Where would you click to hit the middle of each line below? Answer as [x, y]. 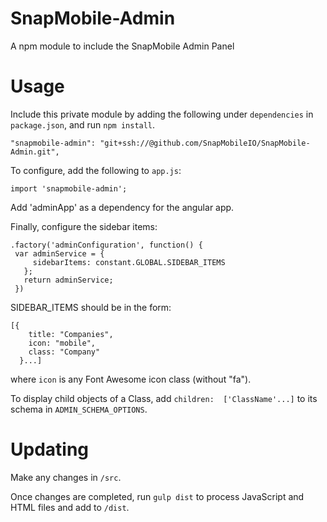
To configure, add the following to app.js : [96, 170]
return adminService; [68, 280]
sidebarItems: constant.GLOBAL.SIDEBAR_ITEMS [129, 262]
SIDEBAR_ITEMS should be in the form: [91, 307]
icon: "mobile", [62, 343]
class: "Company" [64, 352]
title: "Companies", [71, 334]
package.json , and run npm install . [83, 124]
